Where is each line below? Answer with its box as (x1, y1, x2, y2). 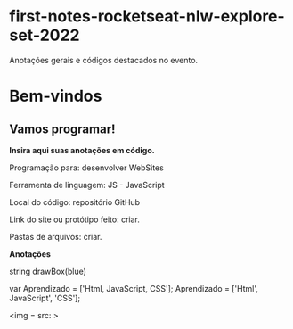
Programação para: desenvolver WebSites (9, 162, 165, 173)
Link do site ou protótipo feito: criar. (9, 214, 140, 225)
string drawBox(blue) (9, 266, 87, 276)
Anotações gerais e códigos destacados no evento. (9, 54, 199, 65)
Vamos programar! (9, 121, 116, 136)
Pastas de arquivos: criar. (9, 231, 102, 242)
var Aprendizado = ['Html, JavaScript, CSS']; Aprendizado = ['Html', (9, 283, 258, 293)
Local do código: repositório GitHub (9, 196, 141, 207)
